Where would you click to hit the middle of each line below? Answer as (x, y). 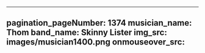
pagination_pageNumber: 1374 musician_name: (99, 23)
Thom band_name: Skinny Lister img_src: (87, 33)
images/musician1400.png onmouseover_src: (95, 42)
